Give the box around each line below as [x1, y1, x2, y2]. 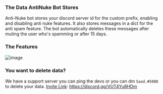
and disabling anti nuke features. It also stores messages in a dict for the [5, 20, 154, 26]
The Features [5, 44, 38, 50]
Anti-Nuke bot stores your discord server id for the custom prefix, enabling [5, 15, 158, 21]
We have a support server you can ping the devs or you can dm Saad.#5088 [5, 78, 159, 84]
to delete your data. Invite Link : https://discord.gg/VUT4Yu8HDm [5, 83, 137, 89]
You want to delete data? [5, 67, 66, 74]
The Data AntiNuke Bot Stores [5, 4, 79, 11]
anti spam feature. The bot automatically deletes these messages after [5, 26, 150, 32]
